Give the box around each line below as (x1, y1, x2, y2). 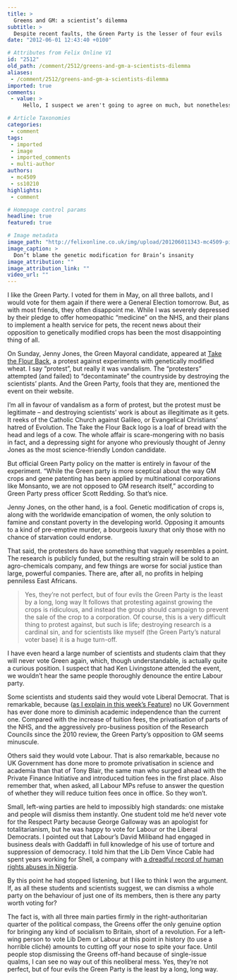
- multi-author (10, 160, 55, 168)
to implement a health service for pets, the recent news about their (7, 321, 202, 329)
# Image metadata (7, 232, 59, 239)
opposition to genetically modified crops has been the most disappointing (7, 328, 221, 337)
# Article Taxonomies (7, 114, 71, 122)
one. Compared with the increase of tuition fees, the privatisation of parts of (7, 715, 229, 724)
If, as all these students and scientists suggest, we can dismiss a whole (7, 884, 214, 892)
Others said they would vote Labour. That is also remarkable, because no (7, 751, 220, 760)
